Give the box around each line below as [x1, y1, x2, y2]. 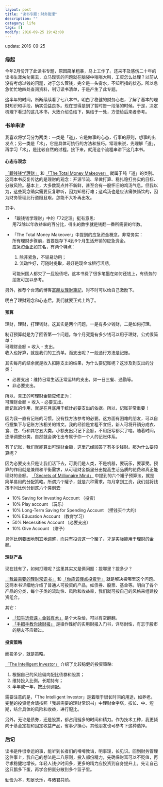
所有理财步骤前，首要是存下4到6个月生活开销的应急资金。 [12, 238, 129, 243]
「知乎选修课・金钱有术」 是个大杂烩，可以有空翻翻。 [12, 615, 120, 621]
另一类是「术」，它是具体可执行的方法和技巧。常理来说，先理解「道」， [17, 140, 158, 146]
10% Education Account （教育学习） [12, 513, 87, 519]
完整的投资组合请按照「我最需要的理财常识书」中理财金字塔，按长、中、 [5, 700, 149, 706]
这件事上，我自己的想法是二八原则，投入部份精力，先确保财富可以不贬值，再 [5, 754, 158, 760]
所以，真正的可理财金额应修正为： [5, 393, 73, 399]
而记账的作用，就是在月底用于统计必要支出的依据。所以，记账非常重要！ [5, 405, 149, 411]
